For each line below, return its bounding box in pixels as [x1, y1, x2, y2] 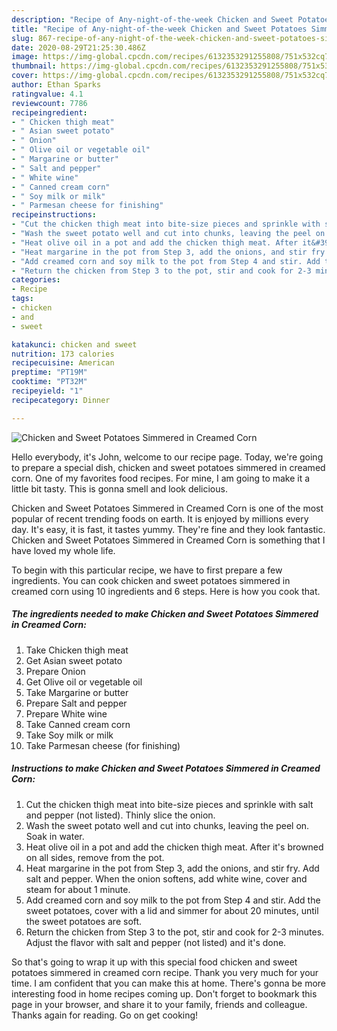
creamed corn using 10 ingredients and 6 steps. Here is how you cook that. [11, 585, 321, 597]
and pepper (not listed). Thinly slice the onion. [25, 809, 216, 821]
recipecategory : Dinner [11, 395, 111, 405]
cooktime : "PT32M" [11, 377, 88, 387]
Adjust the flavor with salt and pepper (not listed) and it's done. [25, 936, 287, 948]
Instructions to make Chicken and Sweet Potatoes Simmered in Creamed [11, 762, 321, 775]
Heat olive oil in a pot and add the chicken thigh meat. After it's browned [25, 841, 324, 853]
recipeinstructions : [11, 210, 98, 220]
